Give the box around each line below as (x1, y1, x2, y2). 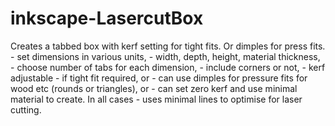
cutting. (10, 103, 42, 116)
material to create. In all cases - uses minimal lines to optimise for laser (10, 93, 303, 105)
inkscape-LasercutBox (10, 7, 204, 30)
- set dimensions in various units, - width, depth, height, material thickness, (10, 50, 321, 62)
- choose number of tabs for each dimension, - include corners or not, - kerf (10, 61, 326, 73)
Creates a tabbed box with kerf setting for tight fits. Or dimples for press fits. (10, 40, 326, 52)
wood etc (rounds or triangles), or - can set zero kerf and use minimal (10, 82, 298, 94)
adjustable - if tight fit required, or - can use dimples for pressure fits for (10, 72, 308, 84)
